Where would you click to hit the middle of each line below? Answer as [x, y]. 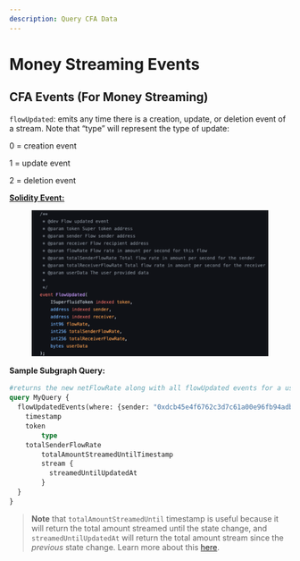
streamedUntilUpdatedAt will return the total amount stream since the [157, 538]
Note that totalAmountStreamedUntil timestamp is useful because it [155, 518]
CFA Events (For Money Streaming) [109, 97]
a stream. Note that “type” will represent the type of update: [119, 128]
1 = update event [40, 163]
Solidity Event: [37, 198]
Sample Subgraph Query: [57, 370]
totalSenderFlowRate [63, 445]
